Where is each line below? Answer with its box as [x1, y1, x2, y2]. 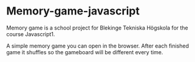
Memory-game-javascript [6, 4, 140, 18]
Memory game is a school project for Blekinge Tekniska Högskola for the [6, 24, 188, 31]
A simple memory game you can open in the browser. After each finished [6, 42, 190, 49]
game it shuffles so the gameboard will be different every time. [6, 48, 163, 55]
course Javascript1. [6, 30, 55, 37]
